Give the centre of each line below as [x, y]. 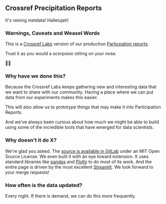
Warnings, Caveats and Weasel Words [53, 33]
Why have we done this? [35, 76]
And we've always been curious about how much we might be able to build [82, 122]
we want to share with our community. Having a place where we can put [79, 92]
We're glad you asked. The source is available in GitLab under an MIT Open [83, 151]
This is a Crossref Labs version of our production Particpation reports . [77, 44]
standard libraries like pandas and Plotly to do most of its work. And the [79, 162]
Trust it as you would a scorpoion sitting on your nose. [61, 54]
